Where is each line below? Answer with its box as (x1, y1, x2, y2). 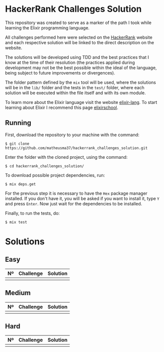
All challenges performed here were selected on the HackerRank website (5, 34, 153, 40)
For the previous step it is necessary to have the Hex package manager (5, 190, 148, 196)
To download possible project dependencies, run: (5, 172, 105, 178)
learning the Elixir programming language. (5, 25, 90, 30)
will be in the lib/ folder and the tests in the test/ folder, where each (5, 84, 144, 90)
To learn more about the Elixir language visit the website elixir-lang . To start (5, 99, 158, 105)
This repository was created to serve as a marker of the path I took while (5, 20, 152, 25)
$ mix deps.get (5, 181, 36, 187)
